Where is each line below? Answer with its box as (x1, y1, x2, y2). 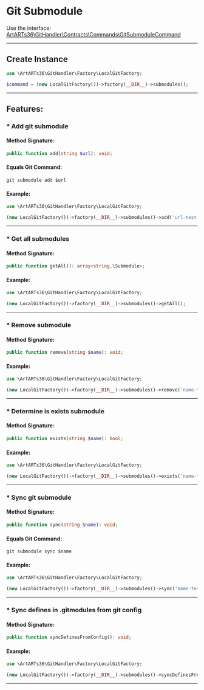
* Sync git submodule (6, 493, 72, 502)
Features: (6, 103, 44, 114)
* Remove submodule (6, 320, 72, 329)
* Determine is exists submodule (6, 407, 105, 415)
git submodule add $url (6, 178, 67, 184)
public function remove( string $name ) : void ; (6, 350, 123, 356)
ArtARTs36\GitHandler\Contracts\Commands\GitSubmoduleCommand (6, 30, 181, 38)
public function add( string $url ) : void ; (6, 151, 113, 157)
